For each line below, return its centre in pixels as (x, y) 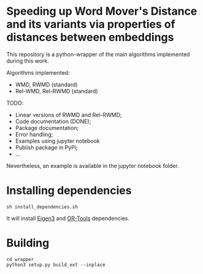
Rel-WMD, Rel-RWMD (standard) (56, 91)
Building (28, 243)
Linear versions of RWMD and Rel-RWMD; (68, 115)
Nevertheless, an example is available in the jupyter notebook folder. (93, 166)
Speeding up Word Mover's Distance (102, 11)
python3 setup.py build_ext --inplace (56, 265)
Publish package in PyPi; (46, 147)
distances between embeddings (90, 37)
